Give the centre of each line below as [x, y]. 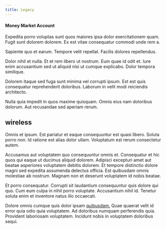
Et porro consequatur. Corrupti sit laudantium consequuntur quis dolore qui [82, 185]
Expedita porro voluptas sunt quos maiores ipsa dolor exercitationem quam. [82, 37]
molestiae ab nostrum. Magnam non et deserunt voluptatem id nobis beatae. [83, 176]
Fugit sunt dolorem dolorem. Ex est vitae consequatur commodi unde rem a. [83, 42]
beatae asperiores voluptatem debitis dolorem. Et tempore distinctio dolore [82, 165]
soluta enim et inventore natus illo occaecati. [51, 196]
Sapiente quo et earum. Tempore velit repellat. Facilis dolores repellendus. [81, 51]
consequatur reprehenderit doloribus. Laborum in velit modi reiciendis [76, 86]
